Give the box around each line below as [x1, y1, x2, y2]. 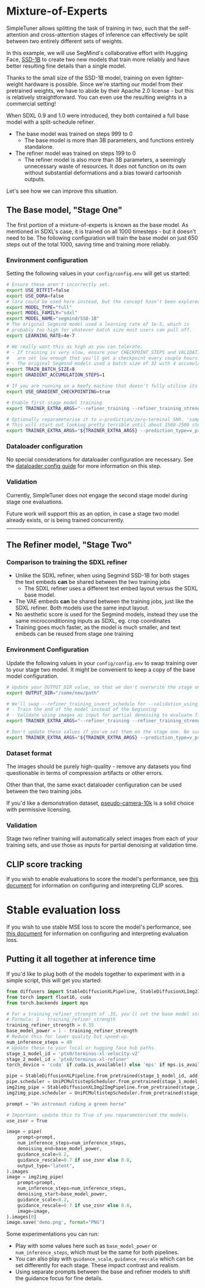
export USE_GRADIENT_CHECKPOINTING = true [6, 389, 111, 395]
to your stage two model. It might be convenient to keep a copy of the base [6, 666, 195, 673]
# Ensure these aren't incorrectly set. [6, 282, 111, 288]
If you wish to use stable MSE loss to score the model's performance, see [6, 923, 192, 931]
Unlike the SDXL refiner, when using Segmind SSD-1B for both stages [15, 572, 190, 579]
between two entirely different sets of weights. [6, 37, 124, 45]
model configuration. [6, 672, 59, 680]
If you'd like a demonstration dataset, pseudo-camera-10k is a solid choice [6, 799, 194, 807]
